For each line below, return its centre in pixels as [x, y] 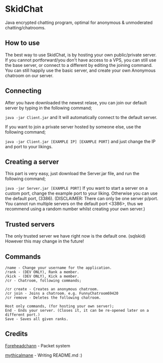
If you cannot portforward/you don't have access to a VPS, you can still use [81, 60]
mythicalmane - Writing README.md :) [44, 355]
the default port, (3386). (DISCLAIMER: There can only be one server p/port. [82, 199]
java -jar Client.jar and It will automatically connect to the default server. [81, 117]
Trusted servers [30, 224]
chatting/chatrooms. [25, 27]
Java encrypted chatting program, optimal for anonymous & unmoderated [79, 22]
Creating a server [32, 162]
